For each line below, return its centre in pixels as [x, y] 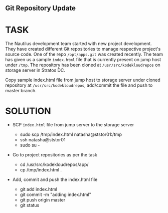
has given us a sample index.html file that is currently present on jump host [83, 60]
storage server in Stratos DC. [35, 70]
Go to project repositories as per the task [55, 155]
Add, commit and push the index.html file [55, 179]
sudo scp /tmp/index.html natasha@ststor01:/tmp [71, 134]
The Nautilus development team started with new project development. [78, 44]
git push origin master [43, 200]
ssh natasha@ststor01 [43, 140]
